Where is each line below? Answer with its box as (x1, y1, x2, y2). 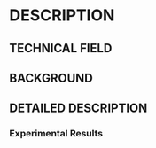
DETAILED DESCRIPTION (9, 101, 148, 116)
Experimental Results (9, 128, 104, 140)
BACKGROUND (9, 70, 93, 85)
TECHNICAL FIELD (9, 41, 113, 56)
